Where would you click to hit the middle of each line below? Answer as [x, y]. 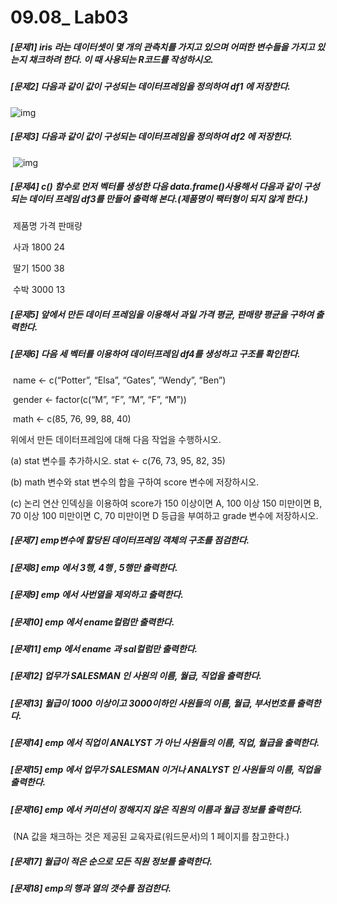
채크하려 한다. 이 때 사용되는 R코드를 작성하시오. [121, 59]
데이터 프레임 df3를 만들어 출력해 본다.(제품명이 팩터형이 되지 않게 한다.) [168, 199]
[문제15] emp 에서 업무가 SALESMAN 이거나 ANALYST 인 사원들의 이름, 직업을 [166, 770]
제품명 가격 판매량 [47, 226]
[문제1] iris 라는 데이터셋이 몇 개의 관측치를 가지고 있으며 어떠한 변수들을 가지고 [162, 47]
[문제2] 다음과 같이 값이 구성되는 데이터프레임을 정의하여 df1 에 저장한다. [151, 87]
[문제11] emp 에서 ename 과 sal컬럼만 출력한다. [104, 648]
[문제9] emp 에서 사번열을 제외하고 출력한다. [97, 595]
